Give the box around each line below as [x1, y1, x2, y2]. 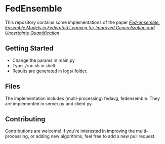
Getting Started [5, 44, 54, 52]
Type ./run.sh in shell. [12, 62, 57, 68]
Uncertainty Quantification [5, 30, 60, 36]
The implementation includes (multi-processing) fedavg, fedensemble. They [5, 95, 160, 101]
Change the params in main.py [12, 57, 75, 63]
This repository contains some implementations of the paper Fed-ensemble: [5, 19, 160, 25]
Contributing [5, 115, 45, 123]
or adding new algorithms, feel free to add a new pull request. [30, 133, 156, 139]
